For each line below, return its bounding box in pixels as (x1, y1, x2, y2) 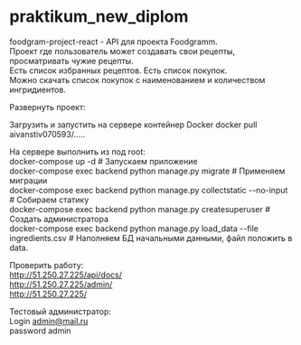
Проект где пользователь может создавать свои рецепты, (9, 45, 236, 56)
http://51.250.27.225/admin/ (9, 278, 113, 290)
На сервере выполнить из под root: (9, 146, 146, 157)
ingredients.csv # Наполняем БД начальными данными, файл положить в (9, 232, 293, 243)
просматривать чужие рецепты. (9, 55, 134, 66)
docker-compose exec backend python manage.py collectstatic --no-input (9, 184, 288, 195)
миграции (9, 174, 48, 186)
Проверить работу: (9, 259, 84, 270)
